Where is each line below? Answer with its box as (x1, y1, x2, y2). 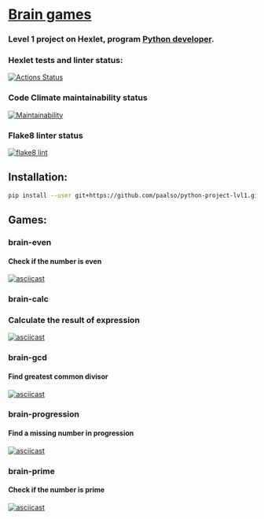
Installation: (8, 171, 68, 184)
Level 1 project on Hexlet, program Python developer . (8, 34, 214, 45)
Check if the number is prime (8, 485, 105, 495)
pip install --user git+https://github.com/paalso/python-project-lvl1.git (8, 191, 262, 199)
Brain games (8, 6, 92, 24)
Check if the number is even (8, 256, 102, 265)
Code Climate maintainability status (8, 92, 148, 103)
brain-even (8, 237, 52, 247)
